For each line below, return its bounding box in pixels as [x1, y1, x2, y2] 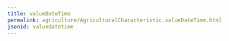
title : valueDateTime [7, 10, 71, 17]
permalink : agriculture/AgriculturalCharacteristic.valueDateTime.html [7, 17, 222, 24]
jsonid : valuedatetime [7, 23, 74, 30]
